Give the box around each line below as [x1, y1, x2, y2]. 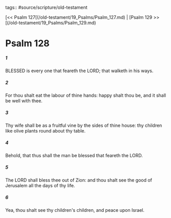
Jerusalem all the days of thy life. [5, 183, 75, 189]
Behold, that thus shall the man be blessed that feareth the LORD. [5, 152, 143, 159]
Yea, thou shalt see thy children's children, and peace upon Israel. [5, 207, 145, 213]
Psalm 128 [5, 38, 50, 49]
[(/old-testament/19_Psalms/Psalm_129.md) [5, 20, 96, 26]
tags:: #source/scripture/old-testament [5, 5, 88, 10]
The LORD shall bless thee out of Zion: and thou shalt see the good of [5, 177, 153, 183]
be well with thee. [5, 98, 42, 104]
